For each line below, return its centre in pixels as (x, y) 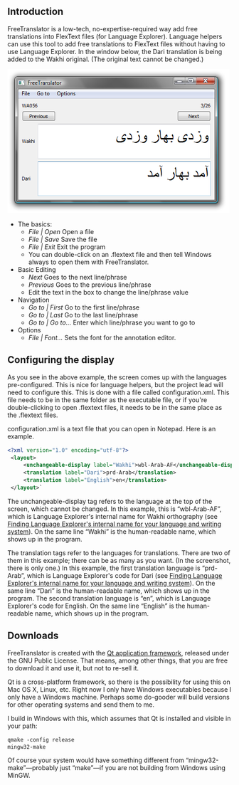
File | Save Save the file (63, 239)
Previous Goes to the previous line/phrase (90, 285)
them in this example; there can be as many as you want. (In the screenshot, (119, 560)
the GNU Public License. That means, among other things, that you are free (118, 660)
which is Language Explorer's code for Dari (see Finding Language (124, 575)
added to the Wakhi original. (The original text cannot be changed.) (106, 59)
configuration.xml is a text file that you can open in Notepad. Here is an (112, 428)
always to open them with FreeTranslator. (89, 262)
